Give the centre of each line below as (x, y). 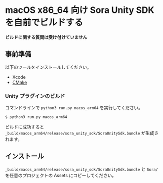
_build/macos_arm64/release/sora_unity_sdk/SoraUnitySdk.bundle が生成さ (82, 133)
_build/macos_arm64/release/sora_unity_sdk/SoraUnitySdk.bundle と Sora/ (81, 169)
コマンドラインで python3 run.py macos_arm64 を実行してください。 (74, 108)
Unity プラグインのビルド (35, 96)
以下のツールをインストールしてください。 (48, 67)
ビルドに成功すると (25, 127)
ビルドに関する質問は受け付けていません (46, 37)
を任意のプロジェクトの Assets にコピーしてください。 (61, 175)
